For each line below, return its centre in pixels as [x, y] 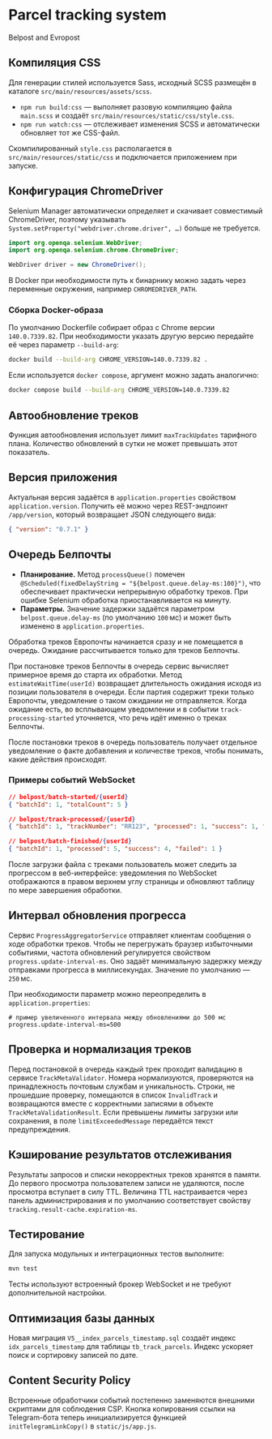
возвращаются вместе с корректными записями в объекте [111, 1103]
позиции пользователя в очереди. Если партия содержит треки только [132, 692]
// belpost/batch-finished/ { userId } [70, 841]
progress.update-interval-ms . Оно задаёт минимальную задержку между [135, 961]
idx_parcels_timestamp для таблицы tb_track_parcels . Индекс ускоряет [131, 1347]
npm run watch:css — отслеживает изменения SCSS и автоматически [140, 124]
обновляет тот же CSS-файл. [70, 132]
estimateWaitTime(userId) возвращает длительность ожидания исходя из [135, 683]
